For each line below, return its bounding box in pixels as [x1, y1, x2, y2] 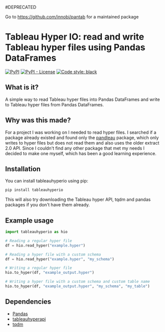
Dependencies [5, 298, 51, 306]
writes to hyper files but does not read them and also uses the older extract [5, 140, 160, 146]
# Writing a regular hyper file [5, 265, 72, 270]
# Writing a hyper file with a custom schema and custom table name [5, 279, 150, 284]
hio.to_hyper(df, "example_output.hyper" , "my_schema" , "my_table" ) [5, 284, 150, 289]
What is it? [5, 83, 39, 91]
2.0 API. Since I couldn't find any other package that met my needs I [5, 145, 145, 151]
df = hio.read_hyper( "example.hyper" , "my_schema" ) [5, 256, 114, 261]
